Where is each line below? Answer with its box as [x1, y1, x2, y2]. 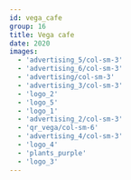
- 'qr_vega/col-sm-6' [17, 124, 99, 133]
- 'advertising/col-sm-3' [17, 73, 116, 82]
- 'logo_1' [17, 106, 59, 115]
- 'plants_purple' [17, 148, 88, 157]
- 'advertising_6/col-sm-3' [17, 65, 124, 74]
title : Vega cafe [9, 30, 75, 39]
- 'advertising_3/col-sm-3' [17, 81, 124, 90]
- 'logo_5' [17, 97, 59, 107]
